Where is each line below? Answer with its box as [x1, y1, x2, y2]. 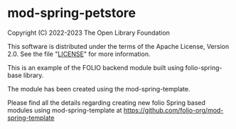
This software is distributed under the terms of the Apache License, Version [7, 42, 230, 50]
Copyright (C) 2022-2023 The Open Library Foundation [7, 28, 171, 37]
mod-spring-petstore [7, 5, 136, 21]
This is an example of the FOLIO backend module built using [7, 63, 184, 72]
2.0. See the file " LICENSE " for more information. [7, 50, 151, 58]
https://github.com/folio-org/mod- [123, 106, 224, 114]
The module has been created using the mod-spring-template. [7, 84, 191, 93]
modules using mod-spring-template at [7, 106, 122, 114]
